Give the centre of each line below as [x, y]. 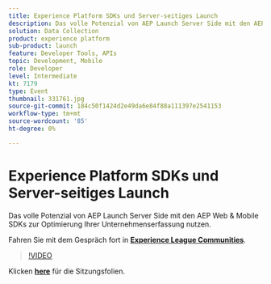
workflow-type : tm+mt [45, 114]
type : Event [28, 91]
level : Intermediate [43, 76]
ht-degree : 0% [32, 129]
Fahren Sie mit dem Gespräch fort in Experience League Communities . [127, 239]
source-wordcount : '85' [48, 121]
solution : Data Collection [54, 31]
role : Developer [35, 69]
